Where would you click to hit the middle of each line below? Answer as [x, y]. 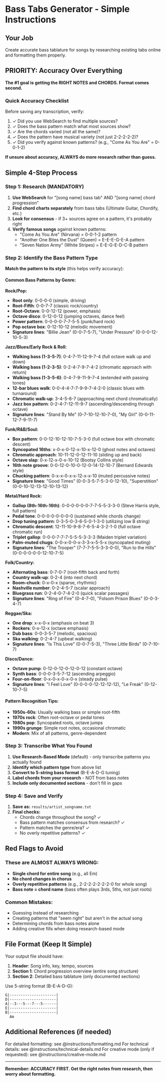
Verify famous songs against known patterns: [59, 229]
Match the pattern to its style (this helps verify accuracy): [64, 269]
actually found [27, 762]
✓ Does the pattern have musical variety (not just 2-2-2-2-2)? [75, 137]
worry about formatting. [30, 1074]
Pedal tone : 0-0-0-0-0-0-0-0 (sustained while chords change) [76, 516]
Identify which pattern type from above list [57, 767]
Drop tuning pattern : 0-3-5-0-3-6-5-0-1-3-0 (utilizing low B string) [81, 521]
